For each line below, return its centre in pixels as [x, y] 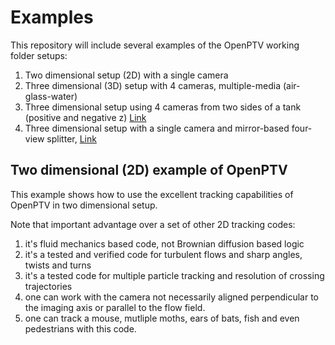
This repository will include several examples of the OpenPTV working [155, 45]
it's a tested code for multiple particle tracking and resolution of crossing [174, 275]
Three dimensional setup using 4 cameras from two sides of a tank [163, 107]
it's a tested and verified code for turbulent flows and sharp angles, [163, 254]
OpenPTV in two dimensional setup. [84, 205]
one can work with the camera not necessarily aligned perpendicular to [171, 297]
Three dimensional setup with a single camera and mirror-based [157, 128]
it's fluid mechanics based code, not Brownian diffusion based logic [164, 243]
